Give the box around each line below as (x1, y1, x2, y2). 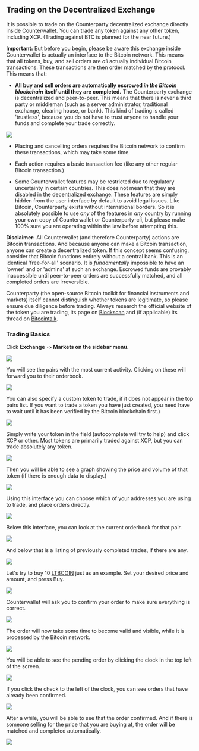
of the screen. (6, 663, 40, 670)
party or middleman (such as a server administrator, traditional (14, 101, 168, 108)
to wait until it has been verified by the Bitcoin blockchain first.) (6, 408, 160, 415)
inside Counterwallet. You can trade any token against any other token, (6, 27, 179, 34)
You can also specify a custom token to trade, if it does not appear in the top (6, 395, 194, 403)
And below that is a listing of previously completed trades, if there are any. (6, 547, 188, 554)
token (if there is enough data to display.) (6, 472, 107, 479)
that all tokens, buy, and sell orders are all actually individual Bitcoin (6, 57, 172, 64)
